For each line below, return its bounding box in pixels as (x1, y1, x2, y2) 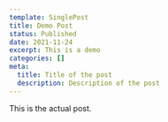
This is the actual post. (9, 103, 92, 113)
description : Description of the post (17, 79, 161, 88)
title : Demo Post (9, 21, 73, 30)
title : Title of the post (17, 71, 113, 80)
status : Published (9, 29, 77, 38)
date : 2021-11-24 (9, 37, 73, 47)
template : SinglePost (9, 12, 89, 22)
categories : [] (9, 54, 65, 63)
